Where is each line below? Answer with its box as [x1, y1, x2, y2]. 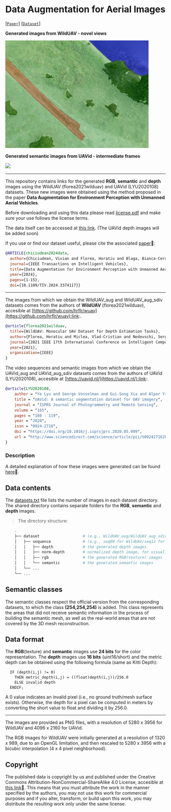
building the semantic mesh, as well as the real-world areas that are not [5, 615, 155, 621]
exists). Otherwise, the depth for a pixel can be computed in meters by [5, 700, 153, 706]
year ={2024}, [10, 272, 38, 277]
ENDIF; [10, 685, 24, 690]
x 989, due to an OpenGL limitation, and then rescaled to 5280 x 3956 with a [5, 740, 166, 746]
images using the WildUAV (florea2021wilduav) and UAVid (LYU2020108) [5, 183, 159, 189]
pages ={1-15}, [10, 277, 40, 283]
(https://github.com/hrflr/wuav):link [5, 313, 79, 319]
